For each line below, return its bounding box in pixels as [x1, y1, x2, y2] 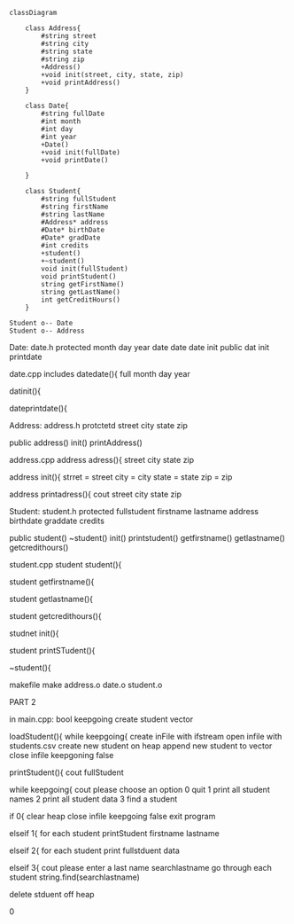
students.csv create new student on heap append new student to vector [9, 740, 273, 751]
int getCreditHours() [41, 295, 121, 304]
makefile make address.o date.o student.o [9, 679, 163, 690]
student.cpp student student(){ [9, 560, 122, 569]
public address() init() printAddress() [9, 437, 143, 448]
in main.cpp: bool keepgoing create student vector [9, 714, 194, 724]
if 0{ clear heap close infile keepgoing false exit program [9, 811, 216, 821]
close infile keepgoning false [9, 750, 114, 760]
